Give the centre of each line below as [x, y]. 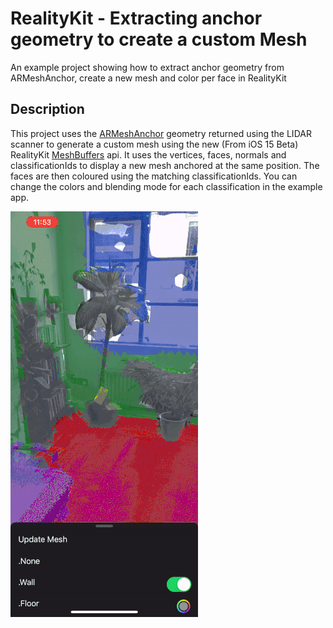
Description [47, 109]
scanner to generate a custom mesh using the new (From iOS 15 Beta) [154, 144]
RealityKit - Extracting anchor [136, 18]
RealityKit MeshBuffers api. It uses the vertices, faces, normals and [148, 154]
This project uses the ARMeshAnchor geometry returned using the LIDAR [161, 133]
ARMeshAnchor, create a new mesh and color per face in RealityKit [148, 78]
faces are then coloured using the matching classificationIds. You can [154, 176]
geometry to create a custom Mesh [159, 39]
